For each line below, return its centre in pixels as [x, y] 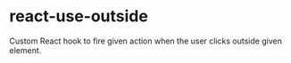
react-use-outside [79, 16]
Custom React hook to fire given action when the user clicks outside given [146, 41]
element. [25, 50]
